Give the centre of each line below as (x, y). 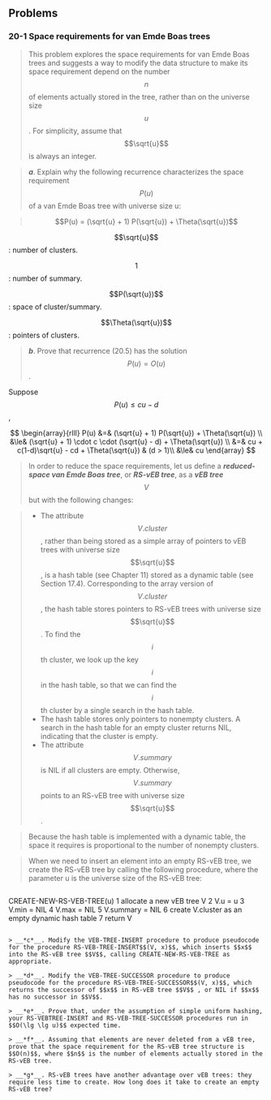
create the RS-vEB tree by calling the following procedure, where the (143, 869)
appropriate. (30, 961)
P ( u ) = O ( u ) (146, 363)
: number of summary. (45, 278)
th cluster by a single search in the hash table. (117, 710)
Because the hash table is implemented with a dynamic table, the (137, 836)
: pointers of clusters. (44, 335)
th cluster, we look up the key (90, 660)
